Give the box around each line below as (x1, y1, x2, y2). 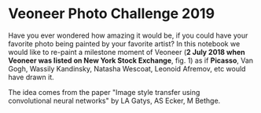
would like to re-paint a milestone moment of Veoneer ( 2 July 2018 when (8, 47, 245, 56)
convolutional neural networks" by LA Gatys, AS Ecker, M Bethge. (8, 96, 221, 105)
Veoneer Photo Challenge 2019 (8, 5, 215, 23)
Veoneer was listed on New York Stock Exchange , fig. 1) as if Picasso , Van (8, 56, 254, 65)
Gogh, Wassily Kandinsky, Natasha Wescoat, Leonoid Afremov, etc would (8, 64, 246, 73)
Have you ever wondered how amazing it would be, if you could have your (8, 31, 248, 40)
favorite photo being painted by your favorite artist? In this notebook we (8, 38, 241, 48)
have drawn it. (8, 72, 55, 82)
